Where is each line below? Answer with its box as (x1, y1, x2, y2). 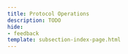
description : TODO (7, 17, 61, 24)
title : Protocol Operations (7, 10, 90, 18)
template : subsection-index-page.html (7, 36, 121, 43)
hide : (7, 23, 23, 30)
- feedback (7, 29, 39, 37)
